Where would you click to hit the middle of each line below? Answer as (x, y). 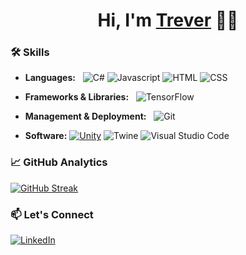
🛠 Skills (30, 52)
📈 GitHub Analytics (59, 162)
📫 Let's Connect (52, 214)
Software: (46, 136)
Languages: (50, 78)
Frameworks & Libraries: (77, 97)
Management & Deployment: (85, 116)
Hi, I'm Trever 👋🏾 (168, 20)
